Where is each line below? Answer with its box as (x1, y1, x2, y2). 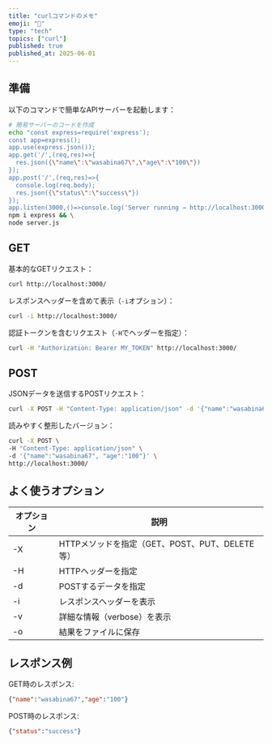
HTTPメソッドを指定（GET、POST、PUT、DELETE (58, 538, 255, 549)
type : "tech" (8, 27, 53, 35)
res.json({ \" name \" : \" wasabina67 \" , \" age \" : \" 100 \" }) (15, 159, 201, 167)
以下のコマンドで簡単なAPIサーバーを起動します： (8, 105, 176, 114)
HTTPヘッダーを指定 (58, 565, 138, 577)
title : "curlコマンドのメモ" (8, 11, 99, 20)
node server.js (8, 219, 60, 227)
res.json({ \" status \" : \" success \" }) (15, 188, 139, 197)
